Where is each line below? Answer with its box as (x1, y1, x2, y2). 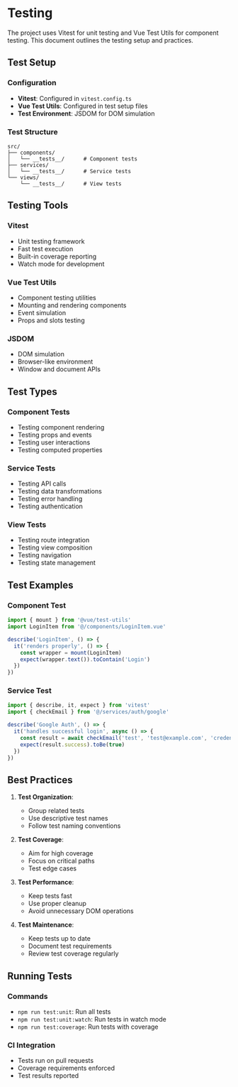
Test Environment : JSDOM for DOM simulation (17, 109, 155, 118)
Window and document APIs (17, 365, 101, 373)
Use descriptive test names (28, 814, 108, 823)
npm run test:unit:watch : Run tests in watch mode (17, 1015, 166, 1023)
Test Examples (7, 579, 74, 591)
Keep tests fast (28, 892, 72, 900)
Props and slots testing (17, 316, 85, 324)
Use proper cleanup (28, 900, 87, 908)
